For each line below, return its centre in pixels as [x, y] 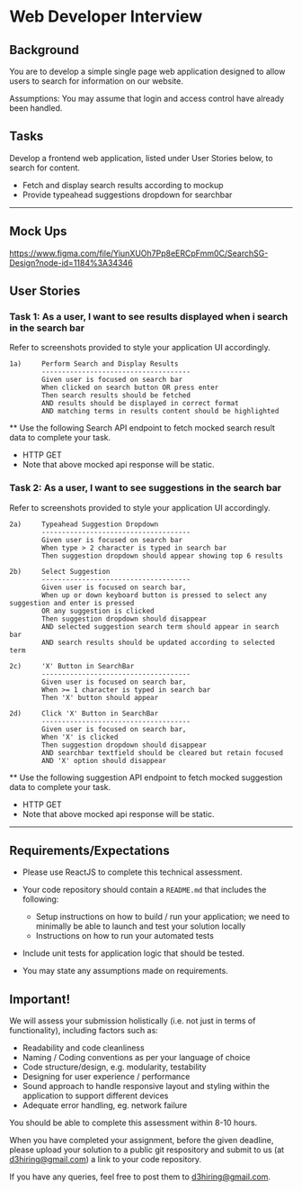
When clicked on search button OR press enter [130, 388]
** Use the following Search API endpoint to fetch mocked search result [142, 428]
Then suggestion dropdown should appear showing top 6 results [162, 556]
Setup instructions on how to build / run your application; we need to [163, 917]
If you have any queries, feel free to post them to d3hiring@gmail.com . [140, 1177]
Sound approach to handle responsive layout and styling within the [146, 1086]
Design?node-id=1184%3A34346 [71, 262]
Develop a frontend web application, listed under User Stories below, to [141, 158]
